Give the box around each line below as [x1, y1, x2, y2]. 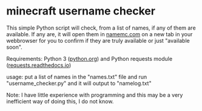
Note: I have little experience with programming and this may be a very [6, 91, 183, 98]
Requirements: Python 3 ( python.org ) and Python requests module [6, 55, 173, 62]
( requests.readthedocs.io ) [6, 62, 72, 69]
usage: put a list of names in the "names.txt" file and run [6, 73, 147, 80]
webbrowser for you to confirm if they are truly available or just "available [6, 37, 190, 44]
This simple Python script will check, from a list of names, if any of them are [6, 24, 196, 31]
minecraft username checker [6, 4, 156, 18]
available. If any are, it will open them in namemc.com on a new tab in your [6, 30, 193, 37]
